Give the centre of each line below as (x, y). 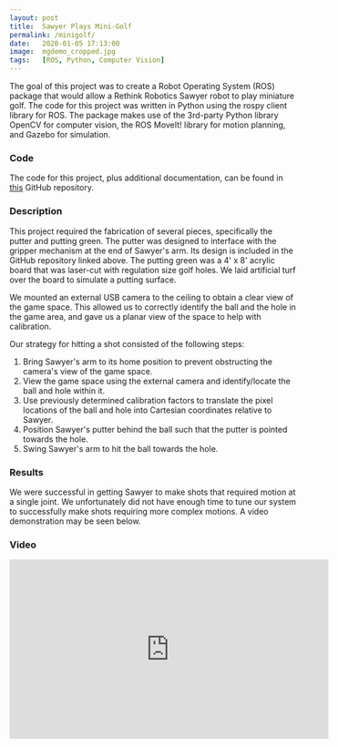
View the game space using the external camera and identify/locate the (157, 381)
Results (26, 472)
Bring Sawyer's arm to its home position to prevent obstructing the (148, 362)
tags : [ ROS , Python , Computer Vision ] (87, 60)
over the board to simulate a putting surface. (93, 280)
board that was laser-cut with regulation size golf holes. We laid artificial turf (153, 270)
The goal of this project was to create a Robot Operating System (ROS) (142, 86)
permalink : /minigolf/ (52, 35)
